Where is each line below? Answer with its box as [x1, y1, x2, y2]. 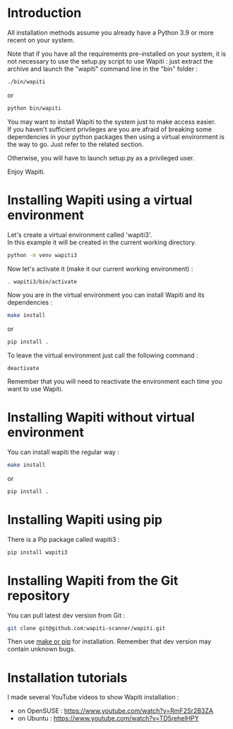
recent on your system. [7, 35, 75, 44]
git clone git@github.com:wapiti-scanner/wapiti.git [7, 624, 166, 632]
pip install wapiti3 [7, 549, 68, 556]
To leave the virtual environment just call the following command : [7, 351, 199, 360]
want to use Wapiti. [7, 385, 64, 393]
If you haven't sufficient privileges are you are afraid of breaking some [7, 125, 212, 134]
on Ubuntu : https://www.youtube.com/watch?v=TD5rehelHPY [17, 714, 199, 723]
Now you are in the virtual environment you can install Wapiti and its [7, 291, 205, 300]
